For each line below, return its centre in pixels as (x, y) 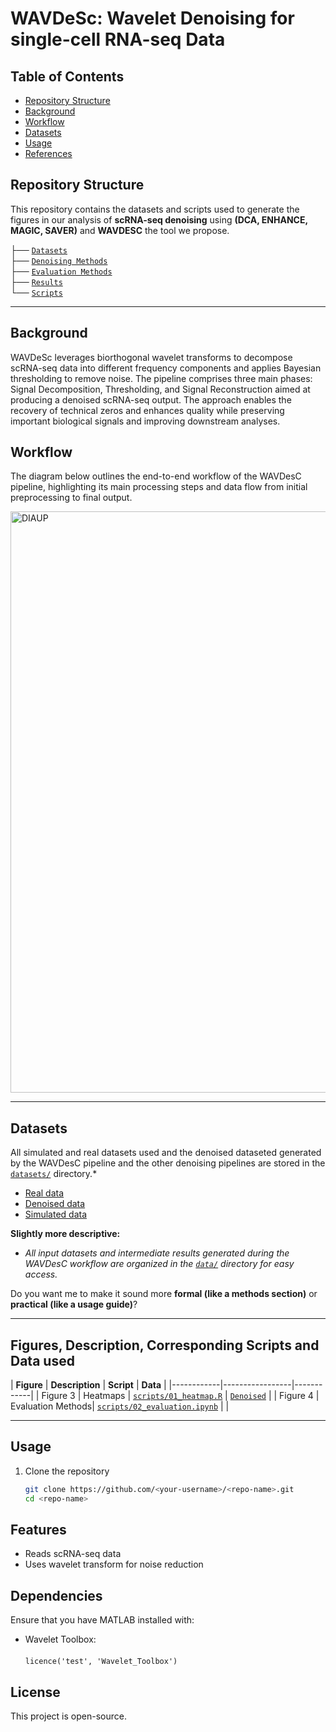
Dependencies (56, 1595)
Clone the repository (67, 1471)
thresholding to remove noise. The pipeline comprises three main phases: (161, 378)
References (48, 153)
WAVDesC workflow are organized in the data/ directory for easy (159, 1264)
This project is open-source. (68, 1716)
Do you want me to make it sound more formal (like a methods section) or (164, 1294)
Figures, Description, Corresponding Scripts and (165, 1345)
